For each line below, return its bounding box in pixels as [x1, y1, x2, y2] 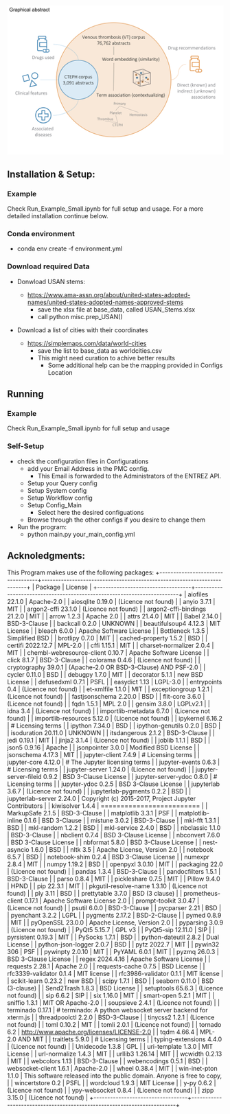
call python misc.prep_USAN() [37, 312, 124, 321]
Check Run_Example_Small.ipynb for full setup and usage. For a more [7, 205, 204, 213]
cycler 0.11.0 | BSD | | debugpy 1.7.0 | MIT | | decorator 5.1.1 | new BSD [7, 670, 204, 678]
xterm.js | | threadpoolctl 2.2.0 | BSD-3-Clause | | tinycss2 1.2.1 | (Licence [7, 1013, 215, 1021]
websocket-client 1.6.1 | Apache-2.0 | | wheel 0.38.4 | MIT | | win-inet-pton [7, 1064, 218, 1072]
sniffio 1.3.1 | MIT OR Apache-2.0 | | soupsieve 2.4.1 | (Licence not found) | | [7, 998, 220, 1007]
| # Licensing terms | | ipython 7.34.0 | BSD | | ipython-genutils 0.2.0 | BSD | [7, 721, 221, 730]
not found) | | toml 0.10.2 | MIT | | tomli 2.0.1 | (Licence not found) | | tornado [7, 1020, 222, 1028]
